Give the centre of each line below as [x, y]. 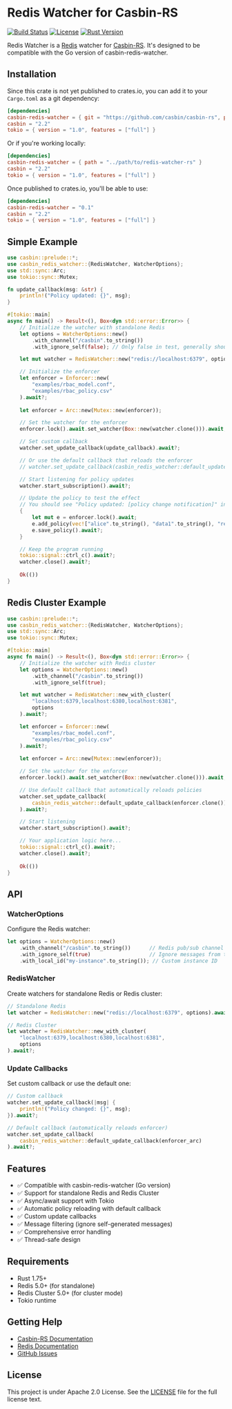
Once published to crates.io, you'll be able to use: [78, 188]
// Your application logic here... [71, 841]
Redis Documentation [48, 1346]
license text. [25, 1399]
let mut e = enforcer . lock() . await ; [85, 518]
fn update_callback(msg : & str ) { [55, 289]
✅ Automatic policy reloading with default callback [89, 1209]
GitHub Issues [37, 1353]
